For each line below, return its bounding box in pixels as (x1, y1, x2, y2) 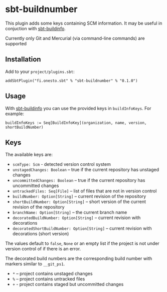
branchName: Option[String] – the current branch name (12, 210, 127, 216)
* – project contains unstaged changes (12, 270, 93, 277)
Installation (5, 55, 41, 64)
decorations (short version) (12, 231, 69, 237)
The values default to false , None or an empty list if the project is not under (5, 240, 159, 247)
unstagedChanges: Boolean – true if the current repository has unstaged (12, 167, 159, 173)
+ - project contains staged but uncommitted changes (12, 281, 124, 287)
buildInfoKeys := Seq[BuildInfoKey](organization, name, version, (5, 120, 147, 125)
